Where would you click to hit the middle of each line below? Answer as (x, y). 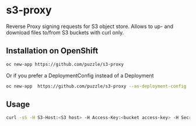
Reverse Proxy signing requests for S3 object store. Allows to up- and (90, 26)
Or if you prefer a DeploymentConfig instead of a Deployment (80, 75)
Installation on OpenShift (52, 51)
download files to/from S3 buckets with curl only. (65, 32)
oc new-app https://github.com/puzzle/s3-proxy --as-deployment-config (96, 86)
